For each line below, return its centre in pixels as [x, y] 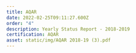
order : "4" [20, 23]
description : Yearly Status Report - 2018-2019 [68, 29]
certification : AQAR [33, 35]
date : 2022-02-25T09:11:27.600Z [47, 18]
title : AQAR [21, 12]
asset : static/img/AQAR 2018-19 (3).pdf [59, 40]
